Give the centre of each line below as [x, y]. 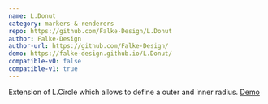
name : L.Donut [32, 16]
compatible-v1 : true [43, 69]
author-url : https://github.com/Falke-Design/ [89, 46]
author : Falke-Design [45, 39]
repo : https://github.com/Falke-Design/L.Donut [91, 31]
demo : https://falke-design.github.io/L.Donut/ [91, 54]
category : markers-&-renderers [61, 24]
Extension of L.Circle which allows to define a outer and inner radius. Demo [134, 92]
